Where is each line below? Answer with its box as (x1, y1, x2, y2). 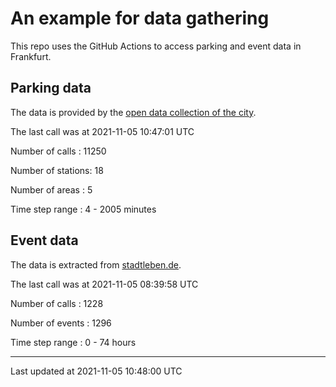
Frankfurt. (10, 50, 52, 62)
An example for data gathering (10, 7, 270, 30)
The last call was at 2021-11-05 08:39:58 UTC (10, 278, 199, 290)
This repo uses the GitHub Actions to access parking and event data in (10, 40, 302, 52)
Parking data (10, 80, 92, 97)
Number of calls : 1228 (10, 297, 104, 309)
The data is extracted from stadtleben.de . (10, 258, 182, 271)
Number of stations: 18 (10, 164, 104, 176)
